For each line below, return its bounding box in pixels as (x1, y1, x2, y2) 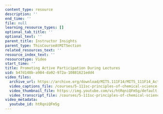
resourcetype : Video (5, 57, 47, 62)
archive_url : (9, 79, 36, 84)
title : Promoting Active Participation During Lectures (5, 66, 120, 71)
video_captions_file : (9, 83, 53, 89)
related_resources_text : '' (5, 48, 62, 52)
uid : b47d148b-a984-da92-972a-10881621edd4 (5, 70, 95, 75)
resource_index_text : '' (5, 52, 55, 57)
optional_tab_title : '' (5, 30, 53, 34)
